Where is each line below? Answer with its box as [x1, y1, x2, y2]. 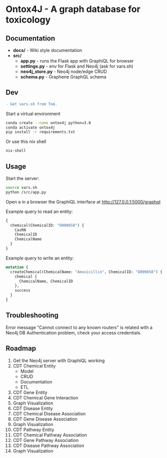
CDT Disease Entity [12, 405, 53, 411]
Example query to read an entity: [5, 208, 73, 214]
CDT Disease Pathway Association [12, 442, 84, 448]
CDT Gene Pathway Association [12, 437, 79, 443]
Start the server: [5, 175, 39, 181]
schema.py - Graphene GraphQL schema [20, 74, 106, 79]
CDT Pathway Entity [12, 426, 54, 432]
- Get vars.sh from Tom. [5, 101, 57, 106]
